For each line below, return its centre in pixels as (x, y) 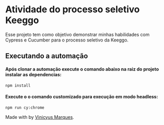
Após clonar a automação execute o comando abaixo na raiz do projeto (82, 69)
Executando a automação (47, 56)
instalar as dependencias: (33, 74)
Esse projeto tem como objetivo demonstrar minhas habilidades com (77, 34)
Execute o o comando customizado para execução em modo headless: (82, 97)
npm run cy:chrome (25, 108)
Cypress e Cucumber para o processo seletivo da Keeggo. (67, 40)
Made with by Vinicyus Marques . (40, 117)
